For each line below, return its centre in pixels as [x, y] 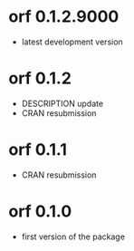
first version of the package [73, 237]
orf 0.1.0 [40, 211]
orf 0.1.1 [38, 150]
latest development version [72, 42]
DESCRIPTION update [62, 103]
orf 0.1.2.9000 [64, 17]
